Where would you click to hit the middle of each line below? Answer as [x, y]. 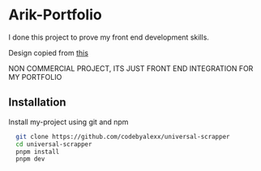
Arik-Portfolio [56, 15]
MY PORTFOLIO [35, 77]
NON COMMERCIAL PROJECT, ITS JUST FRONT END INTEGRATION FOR [131, 68]
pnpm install [38, 152]
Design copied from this [49, 52]
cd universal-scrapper [54, 144]
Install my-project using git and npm [68, 122]
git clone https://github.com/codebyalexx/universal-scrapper [123, 136]
